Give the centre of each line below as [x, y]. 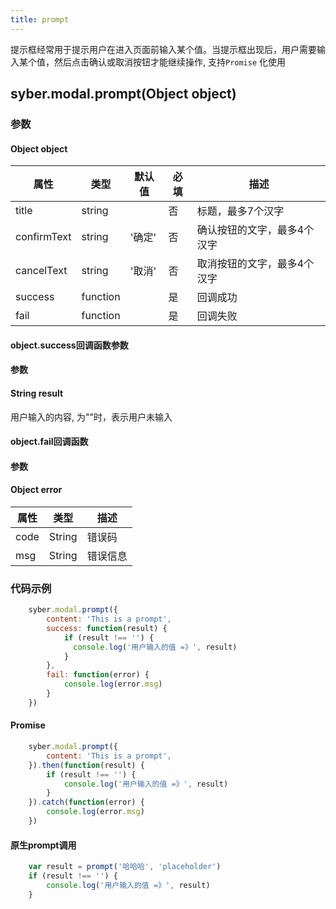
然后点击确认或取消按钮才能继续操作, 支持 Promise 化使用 [170, 62]
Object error [36, 490]
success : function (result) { [107, 628]
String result [37, 393]
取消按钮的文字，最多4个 [255, 264]
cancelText [41, 271]
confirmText [43, 237]
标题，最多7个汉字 [240, 211]
